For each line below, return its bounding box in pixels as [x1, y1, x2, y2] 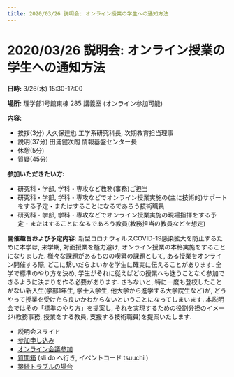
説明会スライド [17, 327, 61, 335]
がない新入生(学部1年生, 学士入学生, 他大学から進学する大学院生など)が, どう [7, 286, 227, 295]
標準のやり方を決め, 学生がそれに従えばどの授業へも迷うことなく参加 [19, 269, 219, 277]
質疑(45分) [17, 155, 49, 163]
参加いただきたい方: [7, 169, 65, 178]
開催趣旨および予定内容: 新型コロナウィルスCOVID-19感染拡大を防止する [7, 234, 217, 243]
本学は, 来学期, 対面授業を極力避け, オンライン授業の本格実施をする [19, 243, 214, 251]
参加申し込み [17, 336, 54, 344]
